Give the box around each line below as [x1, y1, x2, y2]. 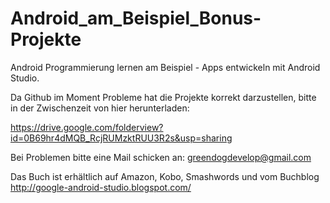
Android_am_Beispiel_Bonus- [10, 7, 262, 30]
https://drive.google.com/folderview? [10, 121, 164, 133]
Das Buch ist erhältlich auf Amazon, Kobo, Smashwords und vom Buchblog [10, 170, 320, 182]
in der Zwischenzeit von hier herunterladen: [10, 102, 190, 114]
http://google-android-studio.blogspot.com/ [10, 181, 192, 193]
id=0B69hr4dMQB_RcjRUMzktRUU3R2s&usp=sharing [10, 132, 233, 144]
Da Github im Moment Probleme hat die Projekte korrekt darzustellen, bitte [10, 91, 317, 103]
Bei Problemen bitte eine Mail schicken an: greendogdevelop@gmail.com [10, 151, 312, 163]
